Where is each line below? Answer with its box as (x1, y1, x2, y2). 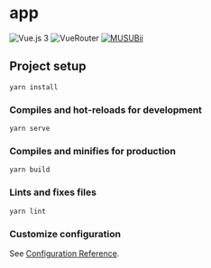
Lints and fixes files (9, 186, 97, 199)
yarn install (9, 82, 59, 92)
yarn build (9, 165, 50, 174)
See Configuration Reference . (9, 247, 120, 259)
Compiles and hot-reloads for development (9, 103, 203, 116)
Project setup (9, 59, 87, 74)
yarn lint (9, 207, 47, 216)
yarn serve (9, 125, 50, 134)
